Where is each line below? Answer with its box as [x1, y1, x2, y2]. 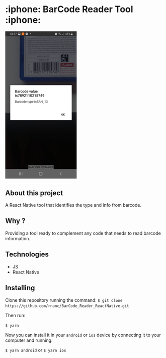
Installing [5, 284, 35, 292]
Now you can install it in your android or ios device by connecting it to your [5, 332, 161, 338]
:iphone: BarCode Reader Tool [5, 4, 133, 15]
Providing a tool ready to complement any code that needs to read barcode [5, 230, 161, 236]
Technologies [5, 250, 49, 259]
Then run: [5, 312, 26, 318]
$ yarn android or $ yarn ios [5, 347, 66, 353]
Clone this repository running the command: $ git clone [5, 297, 123, 303]
